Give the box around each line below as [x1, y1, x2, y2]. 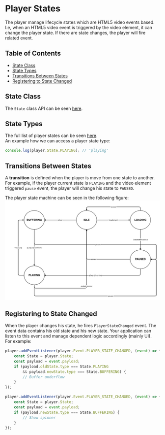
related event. [5, 35, 33, 41]
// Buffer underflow [23, 374, 65, 379]
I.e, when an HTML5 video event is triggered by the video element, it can [5, 24, 152, 30]
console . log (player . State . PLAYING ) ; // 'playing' [5, 148, 109, 153]
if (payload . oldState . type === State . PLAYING [14, 364, 109, 369]
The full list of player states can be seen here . [5, 133, 98, 138]
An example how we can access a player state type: [5, 138, 110, 144]
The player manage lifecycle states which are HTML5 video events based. [5, 19, 155, 25]
